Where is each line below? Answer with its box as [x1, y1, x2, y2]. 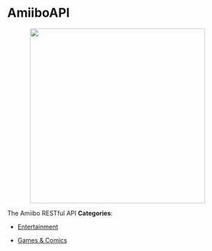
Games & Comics [17, 236, 68, 244]
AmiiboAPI [7, 5, 70, 21]
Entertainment [17, 222, 59, 231]
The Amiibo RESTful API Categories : [7, 208, 113, 217]
